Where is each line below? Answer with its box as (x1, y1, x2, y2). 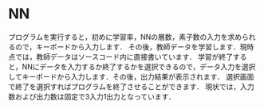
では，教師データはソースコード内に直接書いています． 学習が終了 (14, 52, 234, 61)
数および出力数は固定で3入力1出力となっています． (8, 91, 175, 101)
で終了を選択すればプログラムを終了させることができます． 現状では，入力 (8, 81, 254, 91)
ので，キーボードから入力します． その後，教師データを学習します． (14, 41, 241, 52)
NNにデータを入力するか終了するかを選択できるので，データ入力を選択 (22, 61, 256, 72)
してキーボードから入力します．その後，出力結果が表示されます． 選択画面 (8, 72, 254, 81)
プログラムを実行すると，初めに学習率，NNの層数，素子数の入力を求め (8, 32, 242, 41)
